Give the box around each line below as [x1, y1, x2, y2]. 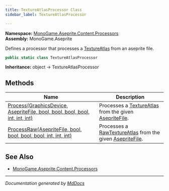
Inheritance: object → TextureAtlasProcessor [5, 64, 99, 70]
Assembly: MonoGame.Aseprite [5, 36, 72, 42]
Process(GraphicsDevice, [8, 102, 68, 109]
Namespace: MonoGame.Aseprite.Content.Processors [5, 30, 119, 36]
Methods [5, 78, 34, 87]
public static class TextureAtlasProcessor [5, 55, 98, 60]
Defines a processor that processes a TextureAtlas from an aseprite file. [5, 45, 154, 51]
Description [116, 93, 145, 101]
